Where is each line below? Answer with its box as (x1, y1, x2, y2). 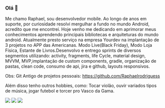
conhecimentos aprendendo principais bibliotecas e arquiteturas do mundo (5, 32, 159, 38)
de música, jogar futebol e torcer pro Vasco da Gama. (5, 88, 115, 94)
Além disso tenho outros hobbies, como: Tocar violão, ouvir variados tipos (5, 83, 157, 89)
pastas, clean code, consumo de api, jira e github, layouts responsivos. (5, 63, 150, 69)
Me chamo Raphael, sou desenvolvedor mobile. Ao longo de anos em (5, 16, 147, 22)
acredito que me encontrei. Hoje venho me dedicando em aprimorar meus (5, 26, 157, 32)
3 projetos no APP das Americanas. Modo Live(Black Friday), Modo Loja (5, 42, 153, 48)
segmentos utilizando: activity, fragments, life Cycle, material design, (5, 53, 146, 59)
